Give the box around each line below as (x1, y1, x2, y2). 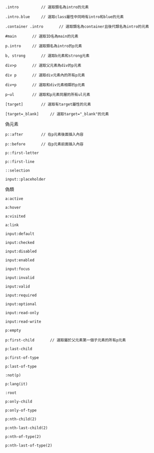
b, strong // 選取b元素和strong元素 (5, 53, 90, 58)
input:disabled (5, 249, 37, 254)
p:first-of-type (5, 355, 39, 360)
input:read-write (5, 319, 41, 324)
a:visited (5, 214, 26, 219)
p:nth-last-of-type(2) (5, 443, 52, 448)
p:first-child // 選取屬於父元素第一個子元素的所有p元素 (5, 338, 126, 343)
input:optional (5, 301, 37, 307)
